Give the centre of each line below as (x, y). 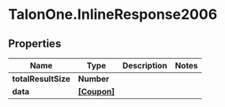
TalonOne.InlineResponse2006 (113, 15)
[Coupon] (96, 92)
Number (94, 79)
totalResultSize (41, 79)
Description (144, 66)
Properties (35, 44)
